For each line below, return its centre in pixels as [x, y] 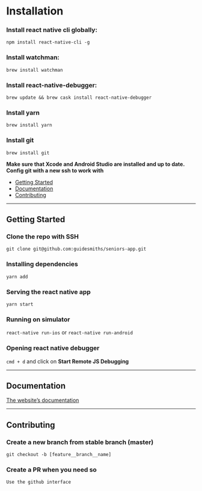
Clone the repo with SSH [43, 236]
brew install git [28, 153]
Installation [35, 11]
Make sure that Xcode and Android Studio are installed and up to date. [96, 164]
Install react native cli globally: [52, 30]
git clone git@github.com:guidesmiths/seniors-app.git [76, 249]
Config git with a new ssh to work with [55, 170]
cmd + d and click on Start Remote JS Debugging [68, 361]
